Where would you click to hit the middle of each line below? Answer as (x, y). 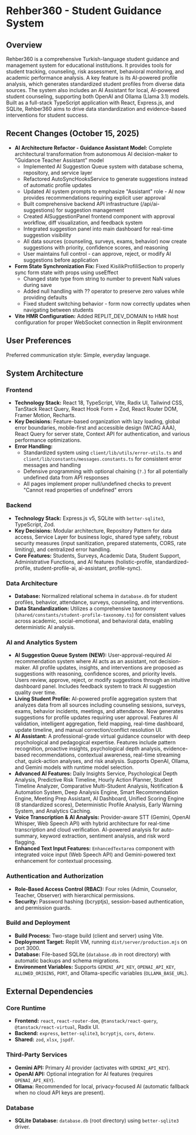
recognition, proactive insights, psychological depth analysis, (88, 749)
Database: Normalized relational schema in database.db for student (96, 596)
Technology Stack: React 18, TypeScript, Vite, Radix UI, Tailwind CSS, (99, 403)
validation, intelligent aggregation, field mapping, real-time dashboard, (99, 724)
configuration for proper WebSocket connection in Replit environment (98, 322)
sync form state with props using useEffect (66, 272)
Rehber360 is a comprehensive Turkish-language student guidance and (93, 59)
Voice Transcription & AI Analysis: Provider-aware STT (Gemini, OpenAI (102, 818)
